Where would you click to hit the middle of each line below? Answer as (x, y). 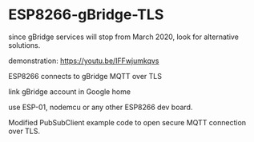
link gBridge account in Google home (69, 91)
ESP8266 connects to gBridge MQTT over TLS (85, 76)
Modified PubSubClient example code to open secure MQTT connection (127, 122)
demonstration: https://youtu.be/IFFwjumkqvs (84, 61)
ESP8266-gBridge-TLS (86, 15)
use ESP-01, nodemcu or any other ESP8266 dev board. (101, 107)
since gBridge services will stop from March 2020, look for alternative (123, 37)
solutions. (24, 45)
